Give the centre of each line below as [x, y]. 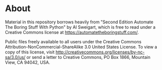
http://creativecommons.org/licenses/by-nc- [100, 52]
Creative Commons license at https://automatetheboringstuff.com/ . [72, 32]
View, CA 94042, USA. [28, 62]
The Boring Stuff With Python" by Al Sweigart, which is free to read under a [80, 27]
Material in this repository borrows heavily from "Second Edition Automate [79, 22]
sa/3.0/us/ [15, 57]
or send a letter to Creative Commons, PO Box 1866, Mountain [88, 57]
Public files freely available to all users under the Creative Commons [73, 41]
